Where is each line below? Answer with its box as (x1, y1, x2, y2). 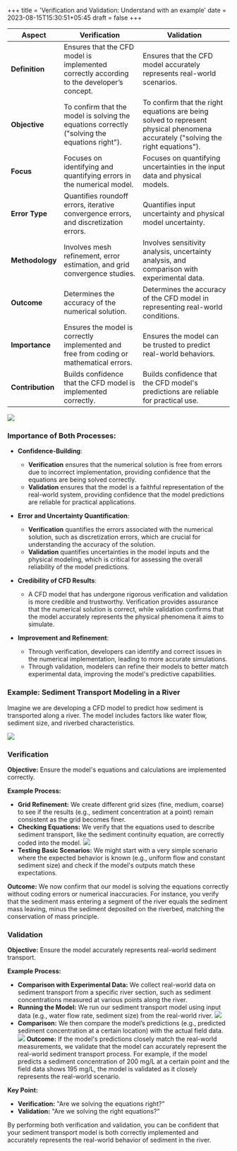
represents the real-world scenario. (17, 1072, 121, 1081)
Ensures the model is (63, 322, 133, 332)
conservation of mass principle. (7, 912, 99, 920)
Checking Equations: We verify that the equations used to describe (17, 822, 215, 831)
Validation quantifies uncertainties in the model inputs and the (28, 548, 210, 556)
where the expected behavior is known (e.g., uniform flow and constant (17, 853, 226, 862)
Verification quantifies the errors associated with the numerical (28, 525, 214, 534)
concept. (63, 86, 93, 96)
